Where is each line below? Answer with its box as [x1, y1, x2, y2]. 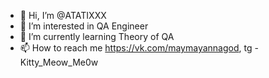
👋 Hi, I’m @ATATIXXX [19, 10, 107, 21]
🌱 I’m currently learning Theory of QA [19, 31, 175, 42]
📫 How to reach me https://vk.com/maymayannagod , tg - [19, 42, 259, 54]
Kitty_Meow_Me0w [19, 56, 99, 68]
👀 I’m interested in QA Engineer [19, 20, 149, 32]
